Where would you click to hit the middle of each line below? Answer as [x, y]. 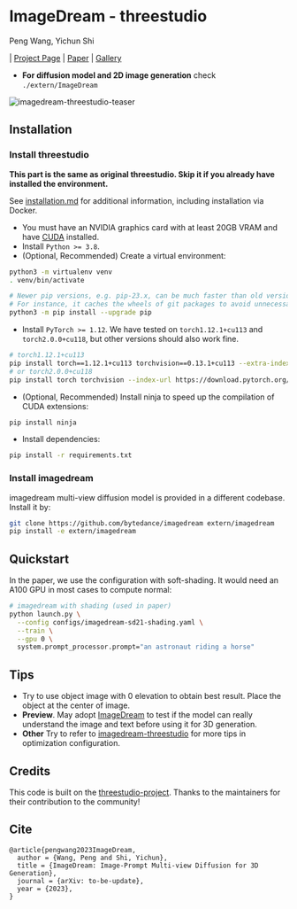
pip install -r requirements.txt [71, 455]
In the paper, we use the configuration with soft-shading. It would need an [144, 580]
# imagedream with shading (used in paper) [91, 606]
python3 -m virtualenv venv [61, 272]
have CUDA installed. [61, 237]
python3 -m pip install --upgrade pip [80, 313]
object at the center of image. [76, 705]
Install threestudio [49, 155]
